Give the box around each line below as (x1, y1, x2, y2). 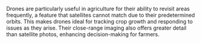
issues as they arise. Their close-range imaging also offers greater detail (6, 24, 187, 31)
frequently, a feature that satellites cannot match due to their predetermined (6, 11, 195, 19)
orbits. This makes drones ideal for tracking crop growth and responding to (6, 18, 193, 25)
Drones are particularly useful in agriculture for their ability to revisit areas (6, 5, 190, 12)
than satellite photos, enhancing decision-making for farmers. (6, 31, 160, 38)
